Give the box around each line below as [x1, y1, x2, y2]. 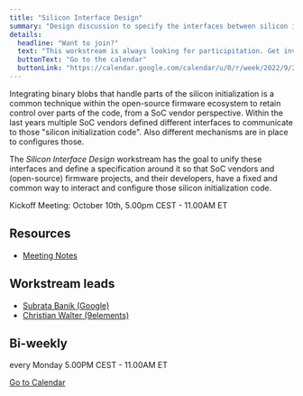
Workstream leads [9, 276, 115, 291]
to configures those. [9, 136, 85, 147]
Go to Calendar [9, 377, 66, 388]
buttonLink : [17, 64, 63, 73]
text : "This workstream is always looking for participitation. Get [17, 47, 280, 56]
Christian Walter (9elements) [22, 309, 130, 320]
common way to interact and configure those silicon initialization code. [9, 182, 272, 193]
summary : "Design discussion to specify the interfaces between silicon [9, 22, 289, 31]
